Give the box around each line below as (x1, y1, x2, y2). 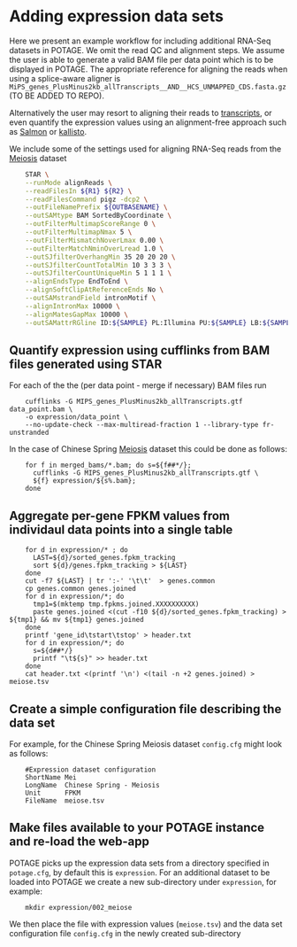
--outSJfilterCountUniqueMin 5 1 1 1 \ (25, 268, 172, 278)
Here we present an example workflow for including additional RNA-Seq (9, 35, 271, 46)
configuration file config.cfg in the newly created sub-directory (9, 928, 241, 938)
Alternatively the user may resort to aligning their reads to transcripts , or (9, 107, 272, 118)
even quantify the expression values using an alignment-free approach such (9, 117, 287, 128)
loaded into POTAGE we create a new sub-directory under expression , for (9, 876, 277, 887)
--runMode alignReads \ (25, 178, 113, 187)
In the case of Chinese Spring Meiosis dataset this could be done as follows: (9, 444, 287, 454)
